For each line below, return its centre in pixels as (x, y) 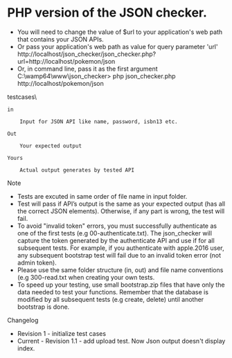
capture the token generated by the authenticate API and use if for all (116, 240)
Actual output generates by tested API (77, 170)
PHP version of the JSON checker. (107, 13)
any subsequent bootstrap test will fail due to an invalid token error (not (119, 255)
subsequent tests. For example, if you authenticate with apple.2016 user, (121, 248)
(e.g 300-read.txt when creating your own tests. (86, 277)
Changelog (23, 320)
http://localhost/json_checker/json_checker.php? (87, 54)
